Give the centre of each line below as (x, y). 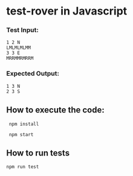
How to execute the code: (55, 110)
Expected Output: (33, 74)
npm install (24, 124)
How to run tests (38, 153)
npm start (21, 134)
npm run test (23, 167)
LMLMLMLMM (19, 48)
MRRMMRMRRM (20, 59)
